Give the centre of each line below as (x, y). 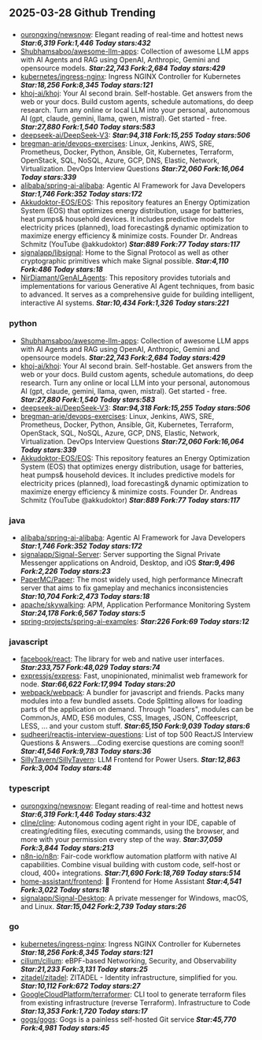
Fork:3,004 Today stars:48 (66, 768)
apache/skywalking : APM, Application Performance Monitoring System (135, 604)
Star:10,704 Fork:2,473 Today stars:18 (85, 596)
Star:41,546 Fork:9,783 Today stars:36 (86, 751)
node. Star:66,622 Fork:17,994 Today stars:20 (98, 684)
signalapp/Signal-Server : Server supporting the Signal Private (120, 554)
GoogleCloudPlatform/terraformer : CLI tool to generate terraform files (133, 994)
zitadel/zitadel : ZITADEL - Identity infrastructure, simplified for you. (129, 977)
